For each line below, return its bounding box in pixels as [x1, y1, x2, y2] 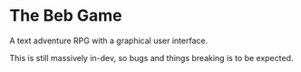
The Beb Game [9, 5, 122, 26]
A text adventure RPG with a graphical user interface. [9, 35, 209, 46]
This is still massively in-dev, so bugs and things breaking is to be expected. [9, 52, 294, 63]
